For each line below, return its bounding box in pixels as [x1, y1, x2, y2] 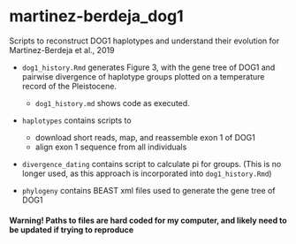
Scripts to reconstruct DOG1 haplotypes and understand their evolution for [9, 35, 280, 46]
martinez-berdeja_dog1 [9, 6, 184, 27]
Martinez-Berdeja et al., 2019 [9, 44, 115, 55]
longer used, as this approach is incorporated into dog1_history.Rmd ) [21, 168, 272, 179]
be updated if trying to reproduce [9, 224, 134, 235]
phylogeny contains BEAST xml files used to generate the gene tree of [21, 185, 276, 195]
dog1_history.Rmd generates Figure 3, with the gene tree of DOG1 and [21, 62, 276, 72]
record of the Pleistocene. [21, 80, 118, 91]
